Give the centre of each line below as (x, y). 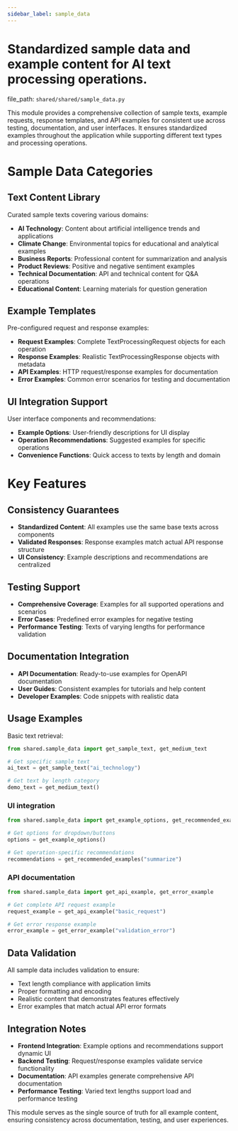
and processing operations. (47, 143)
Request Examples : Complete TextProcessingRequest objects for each (121, 342)
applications (35, 236)
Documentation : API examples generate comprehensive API (106, 1076)
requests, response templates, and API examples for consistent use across (116, 120)
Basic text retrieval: (35, 736)
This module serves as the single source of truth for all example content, (113, 1112)
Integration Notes (47, 1028)
